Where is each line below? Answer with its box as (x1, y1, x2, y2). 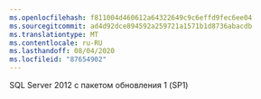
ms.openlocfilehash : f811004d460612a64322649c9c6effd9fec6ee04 (9, 13, 253, 22)
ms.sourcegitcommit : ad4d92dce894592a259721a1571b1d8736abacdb (9, 22, 253, 31)
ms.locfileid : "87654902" (9, 55, 107, 64)
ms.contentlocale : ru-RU (9, 38, 103, 48)
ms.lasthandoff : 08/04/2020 (9, 47, 116, 56)
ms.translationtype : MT (9, 30, 99, 39)
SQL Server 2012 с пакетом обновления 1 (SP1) (9, 80, 189, 90)
